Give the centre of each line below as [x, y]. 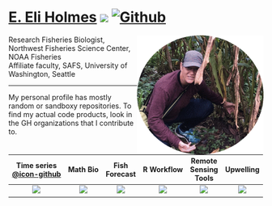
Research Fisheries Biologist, [57, 40]
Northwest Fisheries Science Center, [70, 48]
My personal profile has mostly [60, 97]
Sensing [204, 170]
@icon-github [36, 174]
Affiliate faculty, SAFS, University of [68, 65]
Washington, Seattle [42, 74]
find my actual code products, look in [70, 114]
